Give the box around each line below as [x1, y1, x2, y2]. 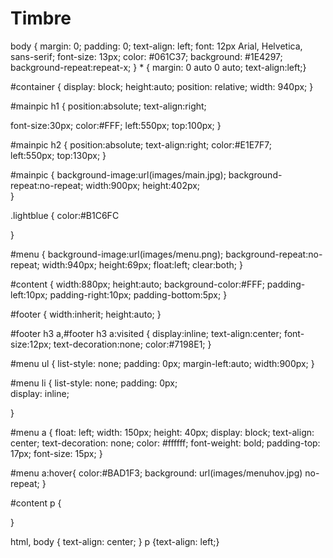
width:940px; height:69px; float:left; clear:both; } [41, 258, 243, 271]
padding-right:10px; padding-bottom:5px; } [49, 288, 228, 301]
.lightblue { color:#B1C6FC [10, 209, 120, 221]
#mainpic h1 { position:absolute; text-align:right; [10, 100, 207, 112]
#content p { [10, 497, 62, 509]
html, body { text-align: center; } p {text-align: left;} [10, 535, 220, 547]
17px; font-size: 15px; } [10, 447, 103, 459]
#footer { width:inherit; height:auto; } [10, 308, 162, 320]
